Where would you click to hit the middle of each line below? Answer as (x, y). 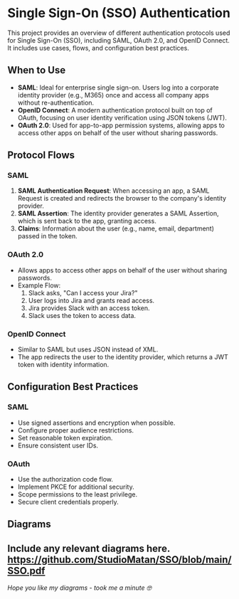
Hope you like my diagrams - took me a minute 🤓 (79, 588)
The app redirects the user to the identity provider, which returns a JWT (123, 357)
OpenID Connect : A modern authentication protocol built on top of (115, 110)
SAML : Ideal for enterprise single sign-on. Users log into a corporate (118, 88)
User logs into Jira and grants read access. (91, 300)
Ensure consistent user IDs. (58, 445)
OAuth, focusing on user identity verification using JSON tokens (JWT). (122, 117)
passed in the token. (48, 236)
